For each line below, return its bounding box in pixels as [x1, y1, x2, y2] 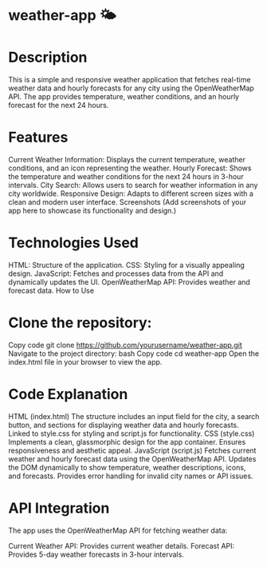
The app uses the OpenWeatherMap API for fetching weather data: [8, 525, 228, 535]
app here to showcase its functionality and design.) [8, 206, 177, 216]
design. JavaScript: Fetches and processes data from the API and [8, 269, 224, 278]
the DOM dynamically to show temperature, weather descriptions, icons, [8, 462, 246, 472]
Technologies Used [8, 234, 139, 252]
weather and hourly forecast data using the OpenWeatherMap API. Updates [8, 453, 257, 464]
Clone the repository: [8, 313, 152, 332]
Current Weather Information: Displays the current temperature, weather [8, 155, 245, 165]
